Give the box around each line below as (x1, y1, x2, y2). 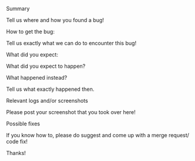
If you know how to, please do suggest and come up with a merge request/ (6, 132, 190, 138)
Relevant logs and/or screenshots (6, 97, 88, 104)
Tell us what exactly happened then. (6, 86, 95, 93)
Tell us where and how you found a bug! (6, 17, 104, 23)
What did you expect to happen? (6, 62, 86, 70)
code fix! (6, 138, 28, 145)
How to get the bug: (6, 28, 55, 35)
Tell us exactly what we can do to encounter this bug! (6, 40, 137, 46)
